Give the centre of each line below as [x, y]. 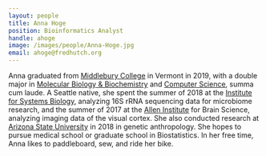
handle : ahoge [32, 38]
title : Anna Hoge [37, 23]
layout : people [34, 16]
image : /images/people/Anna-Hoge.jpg [71, 46]
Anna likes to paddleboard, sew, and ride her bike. [91, 144]
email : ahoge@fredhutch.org [55, 53]
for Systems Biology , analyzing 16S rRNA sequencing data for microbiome [130, 101]
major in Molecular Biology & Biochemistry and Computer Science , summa [131, 84]
